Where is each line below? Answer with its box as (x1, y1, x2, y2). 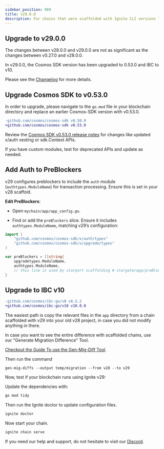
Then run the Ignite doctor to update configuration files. (5, 402, 117, 408)
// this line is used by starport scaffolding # (14, 268, 115, 273)
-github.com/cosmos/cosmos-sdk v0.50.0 (5, 118, 86, 123)
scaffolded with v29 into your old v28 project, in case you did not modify (5, 318, 151, 323)
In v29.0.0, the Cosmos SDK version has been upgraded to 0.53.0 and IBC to (5, 62, 159, 68)
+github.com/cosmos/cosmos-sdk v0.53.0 (5, 122, 86, 127)
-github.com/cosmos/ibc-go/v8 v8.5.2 (5, 299, 82, 304)
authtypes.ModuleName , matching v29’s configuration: (12, 223, 119, 228)
